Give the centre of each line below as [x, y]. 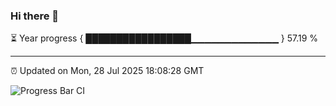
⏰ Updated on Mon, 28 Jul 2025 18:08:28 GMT [107, 71]
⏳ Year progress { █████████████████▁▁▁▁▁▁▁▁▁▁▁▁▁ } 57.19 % [164, 38]
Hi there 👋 [35, 16]
